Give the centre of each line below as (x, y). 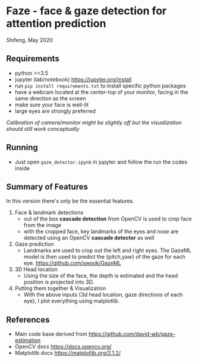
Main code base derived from (51, 334)
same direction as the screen (50, 98)
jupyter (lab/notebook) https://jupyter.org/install (73, 79)
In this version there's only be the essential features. (70, 201)
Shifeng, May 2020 (30, 40)
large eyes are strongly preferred (55, 111)
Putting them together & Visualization (60, 288)
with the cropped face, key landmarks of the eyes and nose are (101, 232)
